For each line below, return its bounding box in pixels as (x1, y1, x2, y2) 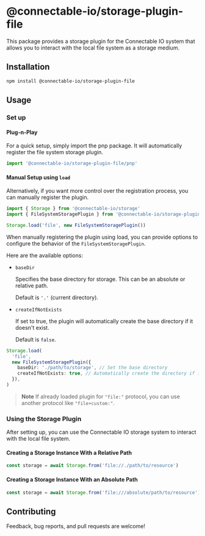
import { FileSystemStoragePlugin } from (6, 211, 113, 218)
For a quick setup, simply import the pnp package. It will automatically (6, 142, 182, 149)
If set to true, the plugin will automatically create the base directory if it (15, 317, 193, 325)
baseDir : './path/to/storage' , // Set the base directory (17, 365, 168, 371)
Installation (6, 62, 50, 72)
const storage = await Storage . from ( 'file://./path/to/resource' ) (6, 463, 179, 469)
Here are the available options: (6, 251, 84, 259)
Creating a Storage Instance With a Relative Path (6, 449, 132, 456)
